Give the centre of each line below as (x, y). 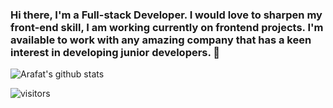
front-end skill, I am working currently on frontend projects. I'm (167, 27)
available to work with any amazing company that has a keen (161, 40)
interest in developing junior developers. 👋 (115, 52)
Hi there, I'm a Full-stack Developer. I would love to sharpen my (166, 15)
